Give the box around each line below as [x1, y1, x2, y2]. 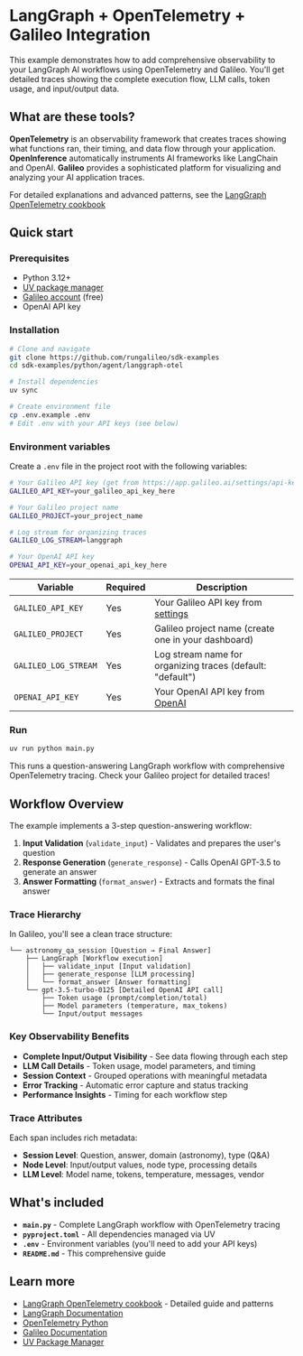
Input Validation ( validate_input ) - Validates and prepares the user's [22, 838, 281, 849]
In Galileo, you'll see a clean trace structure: [9, 929, 173, 940]
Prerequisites [9, 252, 69, 265]
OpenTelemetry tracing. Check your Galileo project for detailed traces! [9, 770, 271, 781]
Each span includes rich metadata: [9, 1132, 138, 1143]
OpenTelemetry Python [22, 1317, 109, 1328]
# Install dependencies [9, 377, 99, 386]
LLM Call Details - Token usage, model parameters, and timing [22, 1060, 256, 1071]
